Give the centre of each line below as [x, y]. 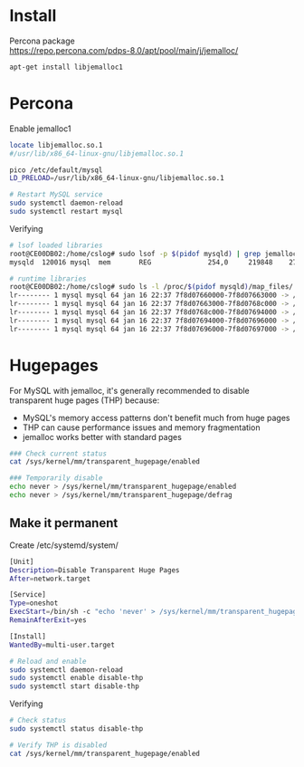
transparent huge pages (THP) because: [85, 400]
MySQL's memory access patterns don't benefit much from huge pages [156, 417]
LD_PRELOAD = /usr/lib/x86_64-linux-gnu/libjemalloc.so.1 [117, 178]
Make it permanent [64, 523]
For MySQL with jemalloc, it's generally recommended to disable [130, 390]
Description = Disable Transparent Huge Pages [95, 570]
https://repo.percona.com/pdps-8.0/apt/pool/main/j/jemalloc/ [124, 50]
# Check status [38, 721]
